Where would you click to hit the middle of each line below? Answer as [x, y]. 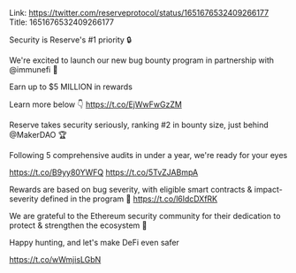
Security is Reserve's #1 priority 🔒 [71, 40]
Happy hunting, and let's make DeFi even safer [94, 243]
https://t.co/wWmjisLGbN [55, 259]
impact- [268, 190]
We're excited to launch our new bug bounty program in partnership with [141, 60]
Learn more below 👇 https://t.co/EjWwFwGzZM [96, 104]
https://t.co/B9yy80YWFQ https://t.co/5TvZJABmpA [104, 172]
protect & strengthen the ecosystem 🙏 [78, 225]
